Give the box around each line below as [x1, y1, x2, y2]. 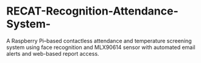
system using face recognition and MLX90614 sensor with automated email [6, 44, 196, 51]
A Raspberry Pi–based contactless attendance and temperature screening [6, 37, 192, 44]
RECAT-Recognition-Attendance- [6, 4, 178, 18]
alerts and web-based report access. [6, 50, 99, 57]
